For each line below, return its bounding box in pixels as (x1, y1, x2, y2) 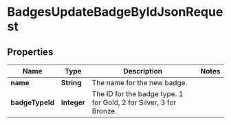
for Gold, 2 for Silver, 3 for (91, 98, 177, 107)
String (60, 78, 82, 87)
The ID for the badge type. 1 (91, 89, 184, 98)
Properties (7, 46, 54, 58)
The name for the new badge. (91, 78, 188, 87)
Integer (60, 98, 86, 107)
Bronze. (91, 106, 117, 115)
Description (123, 67, 163, 76)
